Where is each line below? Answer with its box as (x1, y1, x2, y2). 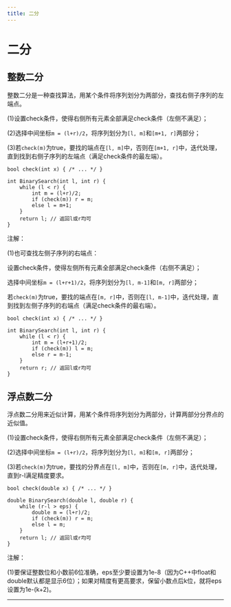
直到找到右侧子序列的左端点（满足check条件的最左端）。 (7, 152, 166, 160)
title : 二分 (7, 10, 39, 17)
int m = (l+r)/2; (32, 190, 81, 197)
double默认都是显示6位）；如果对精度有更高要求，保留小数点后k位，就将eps (7, 577, 222, 585)
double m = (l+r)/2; (32, 509, 91, 516)
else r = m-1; (32, 351, 72, 358)
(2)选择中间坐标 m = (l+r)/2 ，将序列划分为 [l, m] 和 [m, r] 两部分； (7, 448, 195, 456)
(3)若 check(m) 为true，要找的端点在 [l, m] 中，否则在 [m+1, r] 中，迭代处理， (7, 143, 221, 151)
